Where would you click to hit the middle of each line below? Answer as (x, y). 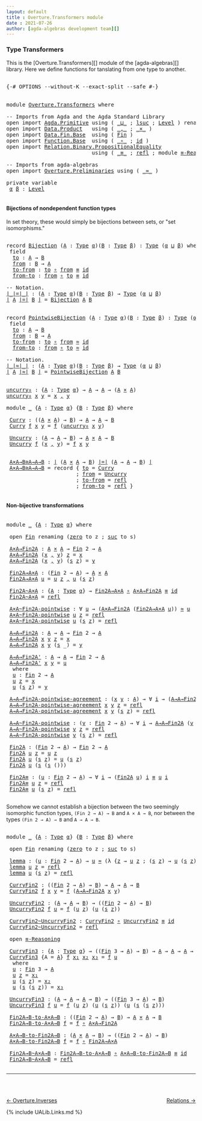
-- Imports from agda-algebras (52, 165)
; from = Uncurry (102, 474)
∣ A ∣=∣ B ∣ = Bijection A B (49, 299)
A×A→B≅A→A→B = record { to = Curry (62, 468)
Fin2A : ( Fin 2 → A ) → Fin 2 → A (59, 747)
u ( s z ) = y (30, 687)
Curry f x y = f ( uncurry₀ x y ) (57, 426)
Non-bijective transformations (45, 506)
